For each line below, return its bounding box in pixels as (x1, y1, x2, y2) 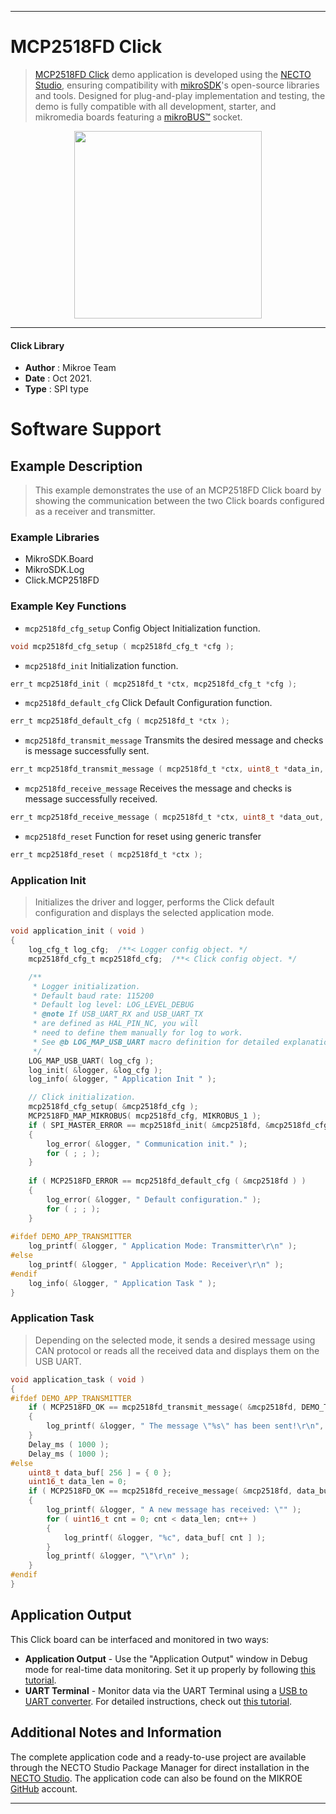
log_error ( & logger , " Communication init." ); (46, 1139, 248, 1149)
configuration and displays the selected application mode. (34, 907, 275, 919)
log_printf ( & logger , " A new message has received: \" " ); (46, 1505, 302, 1515)
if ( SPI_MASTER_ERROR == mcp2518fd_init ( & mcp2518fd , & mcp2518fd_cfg (28, 1120, 329, 1130)
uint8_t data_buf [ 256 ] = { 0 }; (28, 1467, 172, 1478)
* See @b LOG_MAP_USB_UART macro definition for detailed (32, 1037, 280, 1047)
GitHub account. (10, 1782, 78, 1795)
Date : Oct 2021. (24, 372, 93, 385)
